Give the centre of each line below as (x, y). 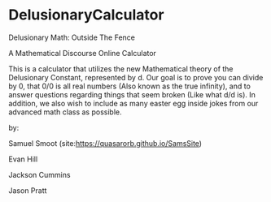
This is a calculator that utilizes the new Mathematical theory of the (121, 69)
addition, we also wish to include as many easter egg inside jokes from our (133, 103)
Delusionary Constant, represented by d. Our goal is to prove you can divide (136, 77)
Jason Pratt (28, 190)
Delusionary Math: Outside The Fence (72, 37)
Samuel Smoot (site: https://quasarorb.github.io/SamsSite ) (105, 143)
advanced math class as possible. (65, 112)
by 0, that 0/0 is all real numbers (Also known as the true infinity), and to (129, 86)
